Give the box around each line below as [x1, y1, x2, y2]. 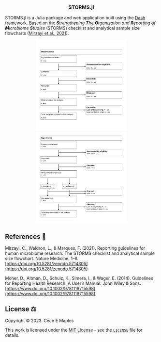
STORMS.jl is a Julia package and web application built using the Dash [5, 15, 146, 21]
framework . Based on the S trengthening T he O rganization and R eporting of [5, 20, 156, 26]
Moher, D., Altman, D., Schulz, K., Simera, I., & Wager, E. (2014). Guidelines [5, 276, 153, 281]
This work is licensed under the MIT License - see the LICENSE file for [5, 327, 143, 333]
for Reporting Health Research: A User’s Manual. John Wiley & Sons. [5, 280, 141, 286]
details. [5, 332, 20, 338]
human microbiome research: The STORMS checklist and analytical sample [5, 250, 155, 256]
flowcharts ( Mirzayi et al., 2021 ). [5, 31, 69, 36]
